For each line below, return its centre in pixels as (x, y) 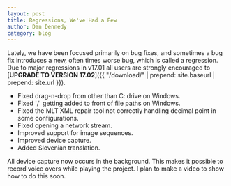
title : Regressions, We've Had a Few (62, 20)
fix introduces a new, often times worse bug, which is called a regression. (113, 61)
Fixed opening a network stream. (65, 125)
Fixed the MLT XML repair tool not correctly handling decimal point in (117, 111)
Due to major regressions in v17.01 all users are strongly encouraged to (109, 68)
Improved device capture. (54, 141)
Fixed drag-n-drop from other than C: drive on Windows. (99, 96)
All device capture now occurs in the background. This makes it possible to (115, 162)
